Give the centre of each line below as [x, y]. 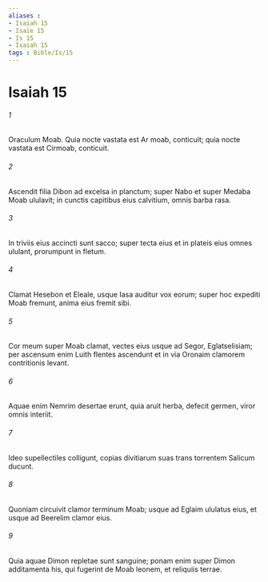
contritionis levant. [39, 363]
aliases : [25, 16]
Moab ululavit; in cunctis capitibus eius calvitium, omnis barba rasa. [120, 200]
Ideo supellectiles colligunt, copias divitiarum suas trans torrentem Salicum [132, 457]
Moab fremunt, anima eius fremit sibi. [70, 303]
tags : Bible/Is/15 [41, 53]
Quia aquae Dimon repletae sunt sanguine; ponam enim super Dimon [122, 561]
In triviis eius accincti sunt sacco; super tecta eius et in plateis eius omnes [130, 243]
